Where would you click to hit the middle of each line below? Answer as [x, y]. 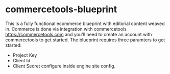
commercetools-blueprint [61, 9]
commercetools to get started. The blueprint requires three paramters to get [85, 40]
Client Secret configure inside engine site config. [64, 66]
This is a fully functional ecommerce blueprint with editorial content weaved [85, 23]
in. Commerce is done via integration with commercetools [66, 29]
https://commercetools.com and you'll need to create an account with [79, 34]
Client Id [21, 60]
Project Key [25, 55]
